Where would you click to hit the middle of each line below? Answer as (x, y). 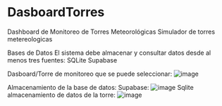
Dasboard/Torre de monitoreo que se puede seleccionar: (90, 74)
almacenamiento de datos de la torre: (62, 95)
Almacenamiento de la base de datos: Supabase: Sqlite (100, 87)
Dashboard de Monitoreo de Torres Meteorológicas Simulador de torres (111, 32)
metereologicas (30, 39)
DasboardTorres (56, 12)
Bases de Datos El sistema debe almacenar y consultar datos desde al (109, 53)
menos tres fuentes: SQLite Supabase (62, 60)
